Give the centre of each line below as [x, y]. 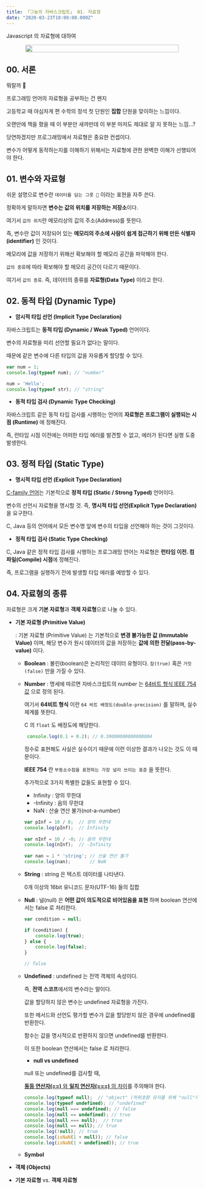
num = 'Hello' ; [25, 384]
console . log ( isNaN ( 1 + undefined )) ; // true [81, 1143]
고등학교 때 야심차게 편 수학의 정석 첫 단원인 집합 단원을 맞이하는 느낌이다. [93, 111]
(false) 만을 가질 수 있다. [55, 671]
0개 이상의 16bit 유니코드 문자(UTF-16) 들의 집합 [82, 887]
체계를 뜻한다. [40, 712]
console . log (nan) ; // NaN [65, 862]
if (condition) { [46, 930]
